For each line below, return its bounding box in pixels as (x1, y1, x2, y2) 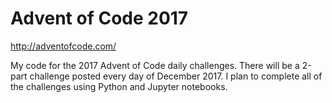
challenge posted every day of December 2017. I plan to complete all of (29, 70, 323, 82)
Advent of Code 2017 (10, 7, 189, 30)
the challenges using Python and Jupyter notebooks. (10, 80, 228, 92)
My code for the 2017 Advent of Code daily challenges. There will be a (10, 59, 300, 71)
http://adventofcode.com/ (10, 40, 117, 52)
